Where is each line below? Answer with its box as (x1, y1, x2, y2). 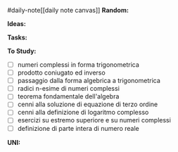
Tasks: (7, 33, 27, 42)
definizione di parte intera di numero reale (17, 124, 139, 132)
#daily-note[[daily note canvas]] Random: (7, 6, 129, 14)
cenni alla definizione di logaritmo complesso (17, 108, 149, 117)
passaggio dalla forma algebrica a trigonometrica (17, 77, 160, 85)
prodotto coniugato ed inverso (17, 68, 106, 77)
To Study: (7, 47, 37, 55)
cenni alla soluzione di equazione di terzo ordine (17, 100, 158, 108)
